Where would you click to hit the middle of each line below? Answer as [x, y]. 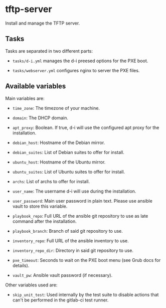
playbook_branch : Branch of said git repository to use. [67, 231]
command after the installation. [44, 221]
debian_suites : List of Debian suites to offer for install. [68, 152]
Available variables [36, 86]
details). [21, 265]
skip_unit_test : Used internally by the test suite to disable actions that [86, 294]
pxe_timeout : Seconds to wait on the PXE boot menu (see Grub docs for [87, 260]
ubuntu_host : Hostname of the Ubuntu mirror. [59, 162]
